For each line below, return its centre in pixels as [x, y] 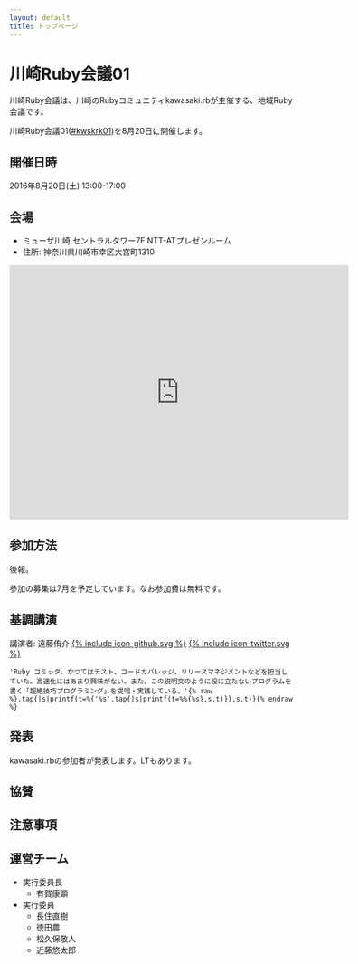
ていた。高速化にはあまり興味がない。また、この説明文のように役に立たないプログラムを [151, 681]
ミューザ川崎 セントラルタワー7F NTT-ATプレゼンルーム [127, 241]
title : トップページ [44, 26]
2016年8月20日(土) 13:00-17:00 [68, 186]
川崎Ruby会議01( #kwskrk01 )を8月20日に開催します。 [108, 131]
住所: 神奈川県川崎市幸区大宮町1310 [89, 252]
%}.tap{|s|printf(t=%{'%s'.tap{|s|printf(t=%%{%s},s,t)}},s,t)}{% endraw [151, 699]
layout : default [40, 18]
